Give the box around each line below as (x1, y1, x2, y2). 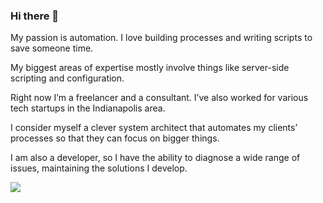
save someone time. (10, 42, 94, 54)
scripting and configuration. (10, 72, 125, 84)
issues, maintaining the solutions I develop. (10, 162, 188, 174)
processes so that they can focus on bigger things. (10, 132, 220, 144)
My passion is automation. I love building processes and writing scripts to (10, 32, 313, 44)
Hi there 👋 (10, 9, 60, 23)
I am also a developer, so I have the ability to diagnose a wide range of (10, 152, 301, 164)
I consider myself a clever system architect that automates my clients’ (10, 122, 298, 134)
